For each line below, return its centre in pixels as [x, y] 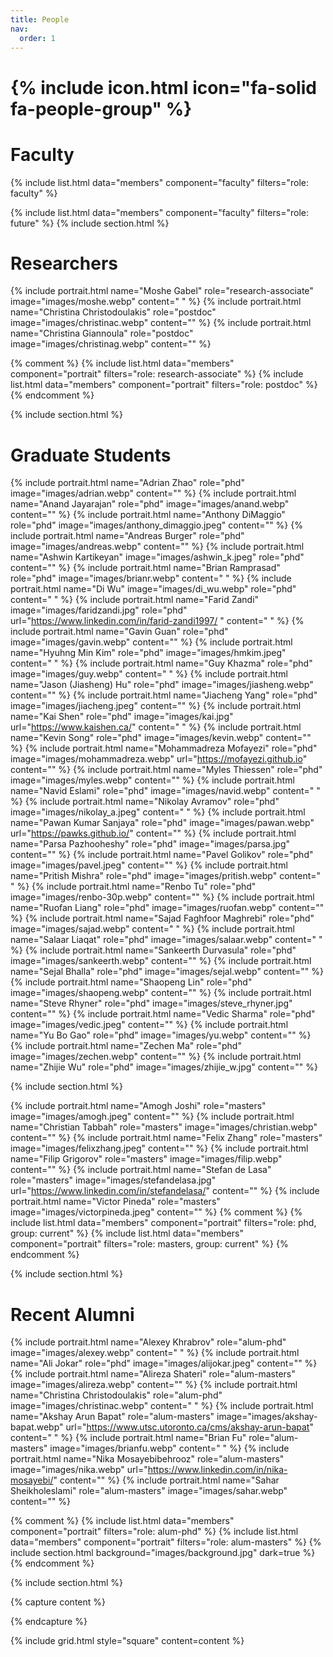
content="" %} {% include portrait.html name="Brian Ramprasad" [145, 568]
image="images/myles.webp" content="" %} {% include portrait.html [152, 780]
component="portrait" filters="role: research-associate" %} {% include [157, 374]
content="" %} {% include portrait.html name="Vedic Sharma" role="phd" [163, 1014]
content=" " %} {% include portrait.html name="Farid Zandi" [135, 600]
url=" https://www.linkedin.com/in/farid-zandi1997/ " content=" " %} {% [157, 621]
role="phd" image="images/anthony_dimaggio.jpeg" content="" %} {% [156, 525]
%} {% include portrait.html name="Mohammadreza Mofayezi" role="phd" [164, 748]
